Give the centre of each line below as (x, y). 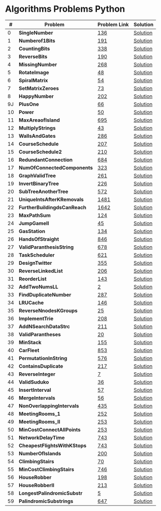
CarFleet (29, 350)
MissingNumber (38, 64)
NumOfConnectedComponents (56, 168)
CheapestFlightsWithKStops (53, 446)
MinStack (30, 342)
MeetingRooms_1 (40, 414)
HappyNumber (36, 96)
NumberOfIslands (40, 453)
